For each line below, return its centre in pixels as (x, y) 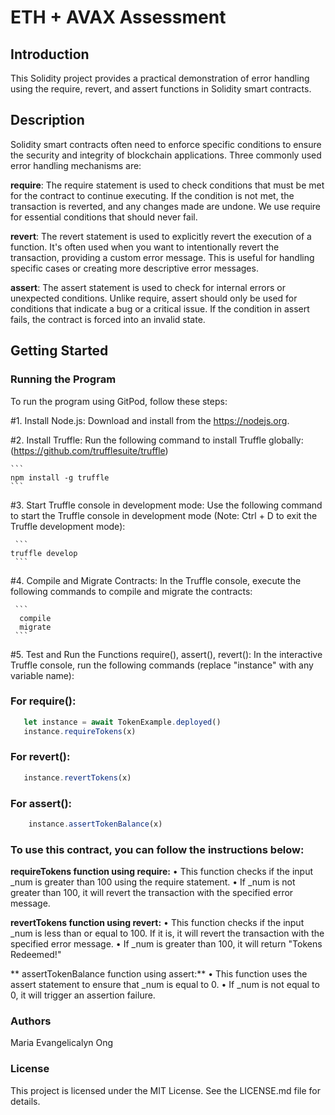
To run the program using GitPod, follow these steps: (119, 401)
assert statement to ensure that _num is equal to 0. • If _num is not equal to (165, 985)
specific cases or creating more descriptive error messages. (134, 268)
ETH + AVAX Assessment (118, 17)
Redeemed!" (36, 955)
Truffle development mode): (68, 526)
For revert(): (40, 757)
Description (47, 120)
